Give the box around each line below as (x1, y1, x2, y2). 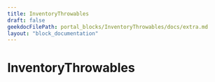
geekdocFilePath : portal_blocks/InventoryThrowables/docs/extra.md (7, 23, 209, 30)
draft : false (7, 17, 46, 24)
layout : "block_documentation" (7, 29, 99, 37)
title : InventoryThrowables (7, 10, 90, 18)
